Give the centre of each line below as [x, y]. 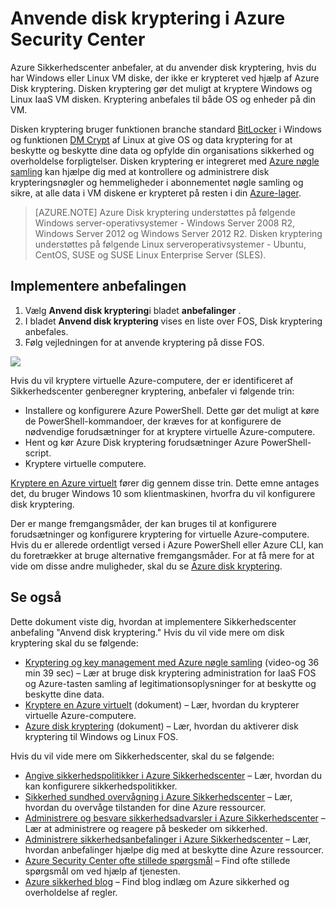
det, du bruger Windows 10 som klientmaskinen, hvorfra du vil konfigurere [163, 493]
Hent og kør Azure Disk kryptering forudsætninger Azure [142, 442]
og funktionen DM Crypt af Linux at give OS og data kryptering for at [151, 139]
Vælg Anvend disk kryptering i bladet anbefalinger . [133, 310]
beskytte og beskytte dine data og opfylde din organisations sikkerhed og [162, 150]
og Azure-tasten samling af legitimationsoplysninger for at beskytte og [170, 683]
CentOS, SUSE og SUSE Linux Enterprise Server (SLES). [150, 254]
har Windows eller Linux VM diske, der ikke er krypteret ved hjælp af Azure [165, 78]
